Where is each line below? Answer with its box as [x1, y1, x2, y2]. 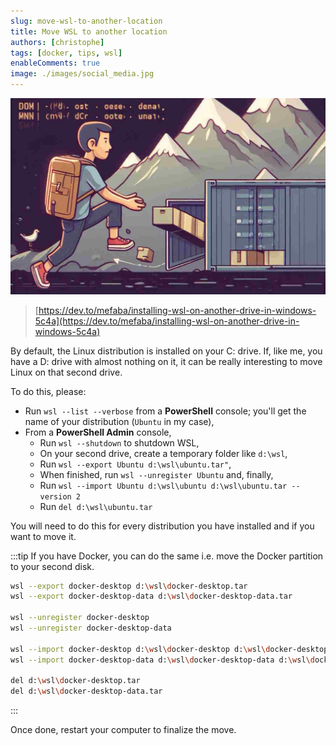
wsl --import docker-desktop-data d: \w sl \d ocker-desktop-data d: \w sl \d [10, 655, 315, 665]
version [39, 491, 72, 502]
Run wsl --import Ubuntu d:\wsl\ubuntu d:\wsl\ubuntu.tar [39, 479, 288, 491]
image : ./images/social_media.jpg [10, 69, 155, 79]
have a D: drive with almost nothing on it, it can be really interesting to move [10, 355, 323, 367]
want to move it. [10, 530, 77, 542]
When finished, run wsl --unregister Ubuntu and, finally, [39, 468, 274, 480]
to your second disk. [10, 560, 95, 572]
